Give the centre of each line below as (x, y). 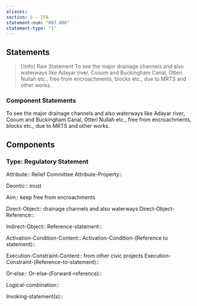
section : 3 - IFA (27, 17)
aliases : (17, 12)
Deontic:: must (24, 186)
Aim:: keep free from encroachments (51, 197)
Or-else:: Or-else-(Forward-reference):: (54, 273)
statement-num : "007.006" (38, 22)
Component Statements (41, 100)
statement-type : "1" (32, 28)
